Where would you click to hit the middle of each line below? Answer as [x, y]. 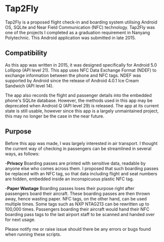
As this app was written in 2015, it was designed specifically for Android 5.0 [81, 65]
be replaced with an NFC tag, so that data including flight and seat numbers [81, 173]
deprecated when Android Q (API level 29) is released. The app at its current [82, 105]
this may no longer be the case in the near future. [55, 116]
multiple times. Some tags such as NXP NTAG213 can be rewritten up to [77, 204]
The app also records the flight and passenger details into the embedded [79, 95]
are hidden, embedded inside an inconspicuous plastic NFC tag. [70, 179]
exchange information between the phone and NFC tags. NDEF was [73, 75]
